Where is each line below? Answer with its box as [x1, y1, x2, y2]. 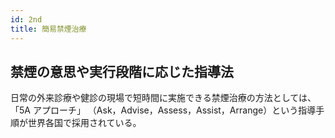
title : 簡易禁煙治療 [10, 24, 87, 34]
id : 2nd [10, 14, 43, 25]
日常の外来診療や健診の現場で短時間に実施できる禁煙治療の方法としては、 [10, 92, 317, 104]
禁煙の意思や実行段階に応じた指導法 [10, 63, 234, 80]
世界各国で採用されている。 [27, 117, 142, 129]
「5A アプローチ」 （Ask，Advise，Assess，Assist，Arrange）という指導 [10, 104, 317, 116]
